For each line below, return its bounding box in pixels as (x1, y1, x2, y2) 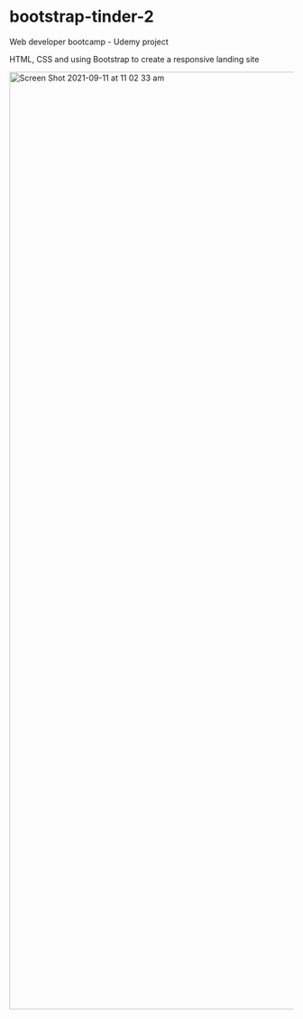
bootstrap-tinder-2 (9, 6, 155, 27)
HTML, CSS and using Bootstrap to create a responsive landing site (9, 53, 260, 64)
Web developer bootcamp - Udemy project (9, 36, 169, 47)
